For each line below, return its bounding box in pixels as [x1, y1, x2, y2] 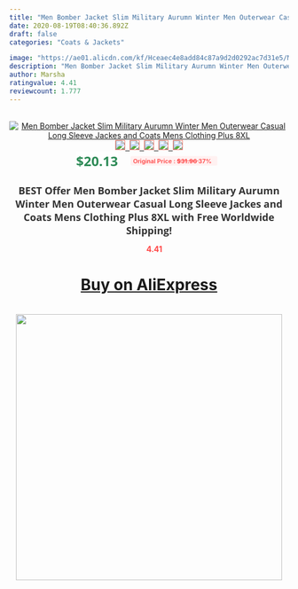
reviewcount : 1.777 [9, 86, 82, 96]
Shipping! [125, 223, 173, 238]
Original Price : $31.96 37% [132, 156, 212, 165]
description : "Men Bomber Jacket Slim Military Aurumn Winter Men [9, 62, 260, 71]
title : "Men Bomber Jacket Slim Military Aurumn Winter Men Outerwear [9, 12, 276, 22]
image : [9, 54, 34, 63]
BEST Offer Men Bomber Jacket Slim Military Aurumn [18, 183, 280, 198]
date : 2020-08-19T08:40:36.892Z [9, 21, 129, 30]
